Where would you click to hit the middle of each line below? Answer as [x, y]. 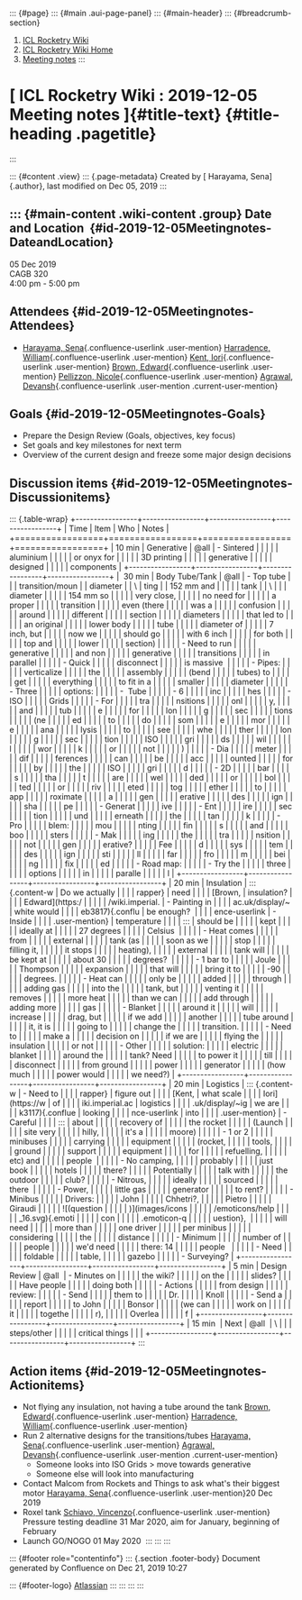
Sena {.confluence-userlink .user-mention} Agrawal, [119, 1445]
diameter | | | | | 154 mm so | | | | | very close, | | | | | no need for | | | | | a [143, 596]
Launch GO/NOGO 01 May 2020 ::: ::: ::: [96, 1541]
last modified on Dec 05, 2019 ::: [106, 186]
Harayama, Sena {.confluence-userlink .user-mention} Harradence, [146, 347]
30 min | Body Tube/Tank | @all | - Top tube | [207, 577]
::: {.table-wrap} [39, 519]
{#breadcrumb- [263, 13]
